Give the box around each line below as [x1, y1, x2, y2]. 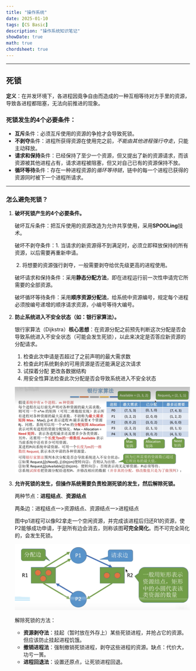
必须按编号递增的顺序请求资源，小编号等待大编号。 [14, 301, 138, 308]
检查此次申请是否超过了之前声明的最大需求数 [23, 353, 131, 360]
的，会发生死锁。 [14, 532, 56, 539]
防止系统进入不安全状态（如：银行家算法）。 [14, 313, 120, 321]
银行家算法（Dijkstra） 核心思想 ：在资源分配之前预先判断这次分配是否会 [14, 326, 187, 333]
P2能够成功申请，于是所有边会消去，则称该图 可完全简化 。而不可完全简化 [14, 525, 190, 532]
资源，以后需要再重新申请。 [14, 249, 82, 257]
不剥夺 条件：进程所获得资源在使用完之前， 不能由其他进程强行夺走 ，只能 [14, 137, 188, 144]
